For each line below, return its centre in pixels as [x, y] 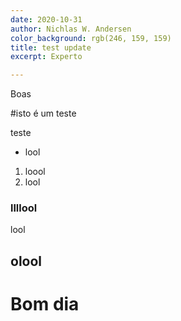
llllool [24, 208]
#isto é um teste [43, 113]
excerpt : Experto [46, 57]
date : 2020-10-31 [46, 19]
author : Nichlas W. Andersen [71, 29]
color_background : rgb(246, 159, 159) [91, 38]
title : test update [51, 47]
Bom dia [45, 304]
